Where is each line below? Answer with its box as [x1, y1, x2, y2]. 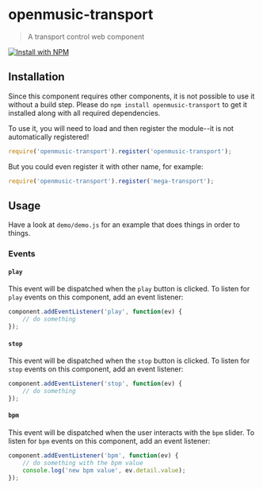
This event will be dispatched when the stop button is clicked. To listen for [8, 356, 250, 366]
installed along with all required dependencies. [8, 108, 161, 117]
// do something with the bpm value [22, 459, 144, 467]
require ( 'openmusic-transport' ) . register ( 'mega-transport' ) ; [8, 177, 215, 185]
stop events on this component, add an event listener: [8, 364, 184, 374]
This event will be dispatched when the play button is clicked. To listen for [8, 284, 250, 294]
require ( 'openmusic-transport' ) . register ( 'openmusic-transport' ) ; [8, 147, 232, 156]
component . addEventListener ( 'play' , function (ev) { [8, 308, 182, 316]
